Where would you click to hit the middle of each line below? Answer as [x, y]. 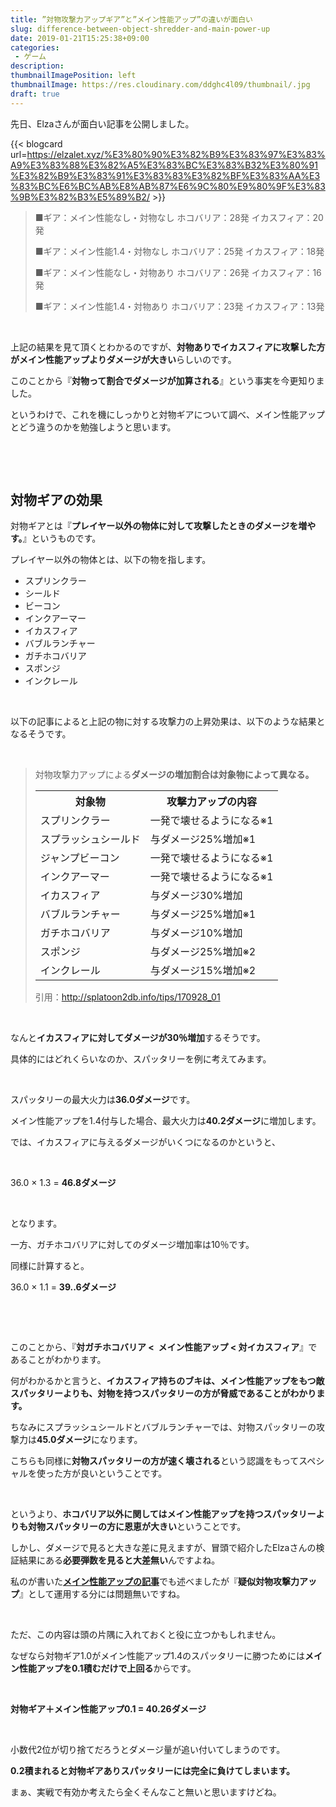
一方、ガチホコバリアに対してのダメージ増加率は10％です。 [132, 1245]
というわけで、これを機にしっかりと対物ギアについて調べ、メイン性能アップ [168, 414]
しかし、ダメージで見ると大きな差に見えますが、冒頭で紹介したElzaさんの [163, 1548]
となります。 [36, 1223]
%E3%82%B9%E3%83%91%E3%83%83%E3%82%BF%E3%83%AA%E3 [165, 175]
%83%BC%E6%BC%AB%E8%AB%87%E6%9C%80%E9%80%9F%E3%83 [168, 186]
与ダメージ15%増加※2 [203, 971]
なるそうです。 [41, 734]
